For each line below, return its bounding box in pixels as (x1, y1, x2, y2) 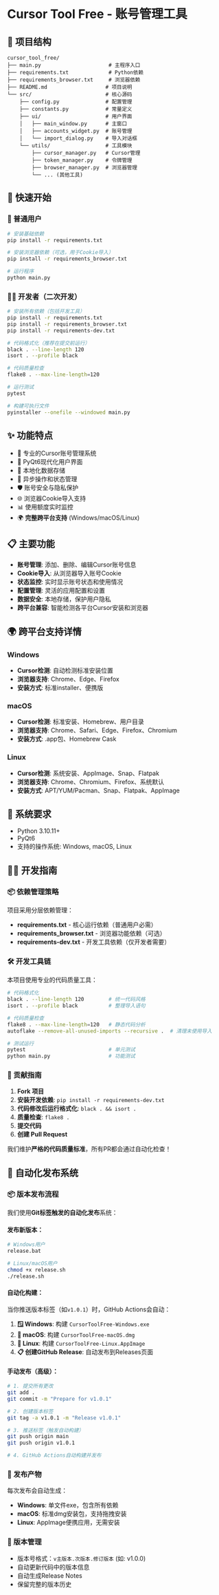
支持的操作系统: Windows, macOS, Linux (16, 843, 132, 851)
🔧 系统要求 (7, 808, 51, 820)
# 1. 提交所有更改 (7, 1383, 54, 1390)
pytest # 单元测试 (7, 1046, 136, 1053)
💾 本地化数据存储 (16, 466, 65, 475)
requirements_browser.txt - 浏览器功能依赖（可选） (16, 929, 166, 938)
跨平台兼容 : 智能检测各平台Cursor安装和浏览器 (16, 604, 149, 612)
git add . (7, 1389, 36, 1396)
